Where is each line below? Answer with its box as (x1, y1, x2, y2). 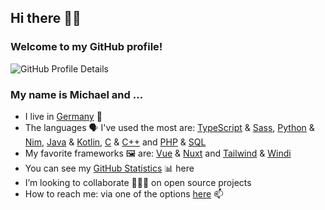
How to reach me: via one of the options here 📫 (24, 187, 224, 200)
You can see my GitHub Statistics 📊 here (24, 162, 195, 174)
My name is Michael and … (10, 87, 144, 101)
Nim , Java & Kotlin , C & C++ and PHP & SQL (24, 136, 207, 148)
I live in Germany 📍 (24, 110, 103, 122)
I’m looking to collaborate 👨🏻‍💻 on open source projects (24, 176, 252, 188)
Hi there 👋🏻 (10, 10, 82, 27)
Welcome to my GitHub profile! (10, 40, 163, 54)
